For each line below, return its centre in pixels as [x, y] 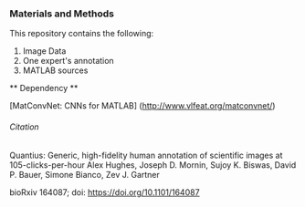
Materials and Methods [62, 14]
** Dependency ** [44, 88]
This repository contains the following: [82, 34]
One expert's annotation [68, 61]
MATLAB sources [55, 70]
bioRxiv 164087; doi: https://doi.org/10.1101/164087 [105, 192]
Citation [24, 127]
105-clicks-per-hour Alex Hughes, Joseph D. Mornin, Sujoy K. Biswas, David [153, 165]
